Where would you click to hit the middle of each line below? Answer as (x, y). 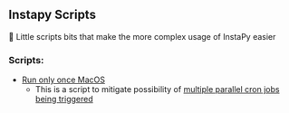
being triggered (64, 99)
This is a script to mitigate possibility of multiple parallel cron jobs (157, 89)
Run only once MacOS (63, 80)
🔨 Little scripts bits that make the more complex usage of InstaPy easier (142, 36)
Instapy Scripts (53, 15)
